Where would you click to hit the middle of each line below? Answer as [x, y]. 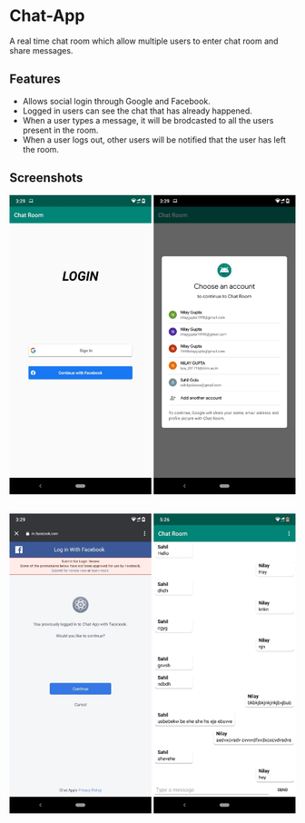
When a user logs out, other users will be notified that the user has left [154, 139]
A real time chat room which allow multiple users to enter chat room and [144, 41]
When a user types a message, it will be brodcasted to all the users [148, 120]
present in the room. [60, 130]
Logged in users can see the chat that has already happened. [137, 111]
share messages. [41, 50]
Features [35, 79]
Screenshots [46, 178]
